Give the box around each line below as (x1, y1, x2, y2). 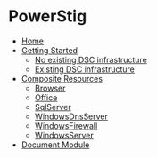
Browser (34, 83, 66, 93)
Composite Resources (21, 73, 103, 83)
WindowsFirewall (34, 120, 98, 130)
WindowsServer (34, 130, 95, 140)
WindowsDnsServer (34, 111, 109, 122)
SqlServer (34, 101, 72, 112)
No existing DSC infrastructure (34, 54, 148, 65)
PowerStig (8, 6, 87, 27)
